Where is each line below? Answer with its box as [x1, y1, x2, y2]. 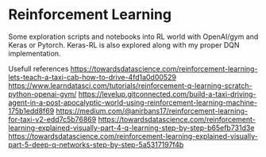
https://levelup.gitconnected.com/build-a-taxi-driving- [78, 89, 256, 98]
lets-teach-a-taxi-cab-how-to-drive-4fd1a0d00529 [8, 72, 177, 82]
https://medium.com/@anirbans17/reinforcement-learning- [56, 105, 249, 116]
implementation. [8, 48, 61, 58]
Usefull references [8, 63, 69, 73]
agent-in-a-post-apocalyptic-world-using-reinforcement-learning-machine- [8, 98, 258, 107]
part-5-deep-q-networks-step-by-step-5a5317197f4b [8, 140, 184, 149]
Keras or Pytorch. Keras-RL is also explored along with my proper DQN [8, 40, 240, 49]
